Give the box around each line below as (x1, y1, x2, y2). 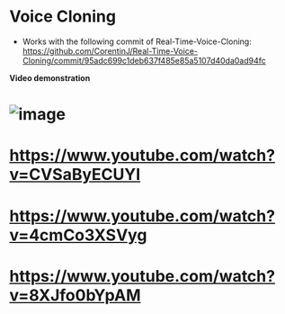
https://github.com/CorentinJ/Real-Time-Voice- (22, 45, 198, 56)
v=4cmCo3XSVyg (9, 225, 147, 245)
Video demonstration (9, 72, 91, 83)
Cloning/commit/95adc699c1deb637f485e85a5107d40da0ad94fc (22, 55, 267, 66)
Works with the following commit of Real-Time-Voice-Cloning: (22, 36, 252, 47)
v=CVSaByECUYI (9, 165, 141, 185)
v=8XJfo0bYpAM (9, 285, 141, 305)
